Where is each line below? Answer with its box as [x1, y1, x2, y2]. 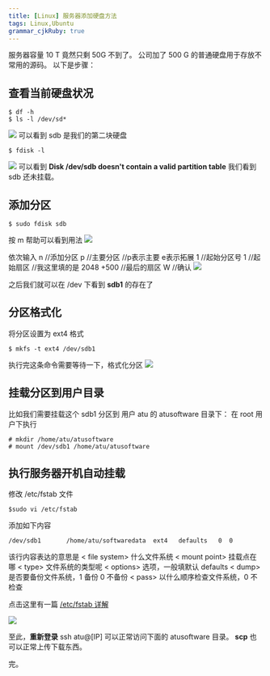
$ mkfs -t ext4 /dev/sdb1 [8, 345, 95, 353]
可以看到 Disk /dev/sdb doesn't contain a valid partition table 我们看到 [18, 162, 257, 172]
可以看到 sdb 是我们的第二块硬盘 [18, 130, 128, 140]
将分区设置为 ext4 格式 [8, 329, 85, 338]
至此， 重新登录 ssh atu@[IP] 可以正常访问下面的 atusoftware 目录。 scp [8, 632, 248, 642]
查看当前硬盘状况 [8, 86, 94, 100]
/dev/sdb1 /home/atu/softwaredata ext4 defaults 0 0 [8, 537, 233, 545]
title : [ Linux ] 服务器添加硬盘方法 [8, 11, 117, 20]
